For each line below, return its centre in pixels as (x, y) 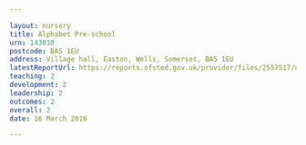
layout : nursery (40, 25)
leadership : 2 (36, 93)
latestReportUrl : (42, 68)
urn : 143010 (32, 43)
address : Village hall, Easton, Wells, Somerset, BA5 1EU (122, 60)
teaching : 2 (32, 77)
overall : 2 (30, 110)
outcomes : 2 (32, 101)
